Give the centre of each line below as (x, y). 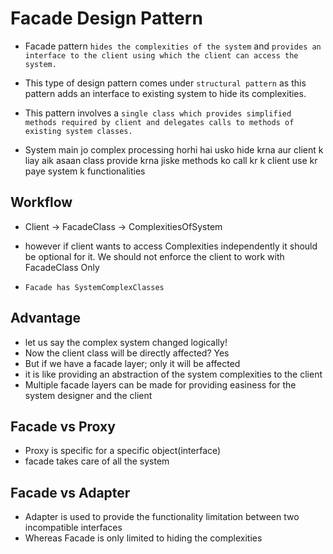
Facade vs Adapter (70, 492)
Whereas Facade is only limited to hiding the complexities (143, 538)
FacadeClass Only (62, 267)
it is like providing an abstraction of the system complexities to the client (173, 374)
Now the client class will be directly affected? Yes (127, 353)
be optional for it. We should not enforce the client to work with (154, 256)
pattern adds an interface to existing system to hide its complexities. (165, 93)
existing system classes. (78, 131)
